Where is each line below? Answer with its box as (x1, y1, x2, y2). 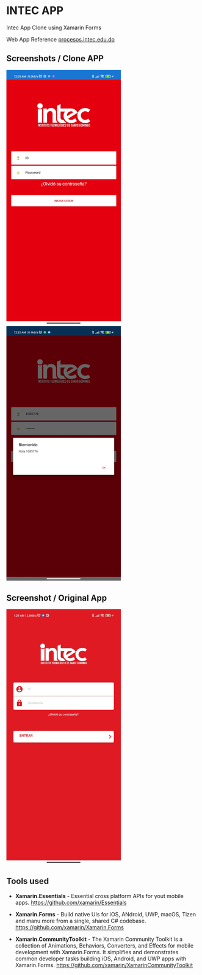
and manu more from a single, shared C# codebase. (15, 917, 146, 924)
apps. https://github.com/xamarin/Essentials (15, 899, 127, 906)
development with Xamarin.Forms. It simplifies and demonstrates (15, 948, 179, 955)
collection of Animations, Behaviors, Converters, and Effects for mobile (15, 941, 194, 949)
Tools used (6, 876, 49, 886)
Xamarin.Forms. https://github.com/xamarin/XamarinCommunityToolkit (15, 961, 193, 968)
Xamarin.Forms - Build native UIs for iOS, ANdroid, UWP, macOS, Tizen (15, 910, 197, 918)
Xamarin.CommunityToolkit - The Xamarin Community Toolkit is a (15, 935, 183, 943)
